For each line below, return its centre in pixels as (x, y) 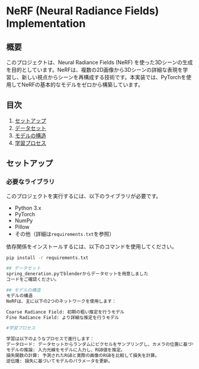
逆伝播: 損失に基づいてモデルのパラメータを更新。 (60, 361)
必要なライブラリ (31, 182)
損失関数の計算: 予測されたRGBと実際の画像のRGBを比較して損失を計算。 (83, 355)
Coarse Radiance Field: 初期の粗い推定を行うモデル (65, 312)
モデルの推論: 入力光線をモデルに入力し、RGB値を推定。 (66, 350)
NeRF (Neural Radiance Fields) (83, 11)
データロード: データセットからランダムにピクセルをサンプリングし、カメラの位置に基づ (99, 345)
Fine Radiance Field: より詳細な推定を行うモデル (63, 317)
